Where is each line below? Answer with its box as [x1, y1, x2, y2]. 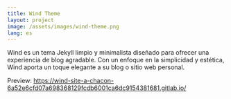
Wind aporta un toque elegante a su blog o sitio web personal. [7, 63, 185, 71]
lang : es [7, 29, 33, 37]
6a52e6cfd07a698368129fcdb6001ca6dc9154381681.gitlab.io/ [7, 84, 187, 92]
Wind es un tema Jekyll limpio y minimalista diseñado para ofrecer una [7, 48, 209, 57]
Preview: [7, 77, 33, 85]
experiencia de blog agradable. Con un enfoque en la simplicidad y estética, [7, 56, 225, 64]
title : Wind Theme [7, 10, 60, 17]
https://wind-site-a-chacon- [33, 77, 114, 85]
